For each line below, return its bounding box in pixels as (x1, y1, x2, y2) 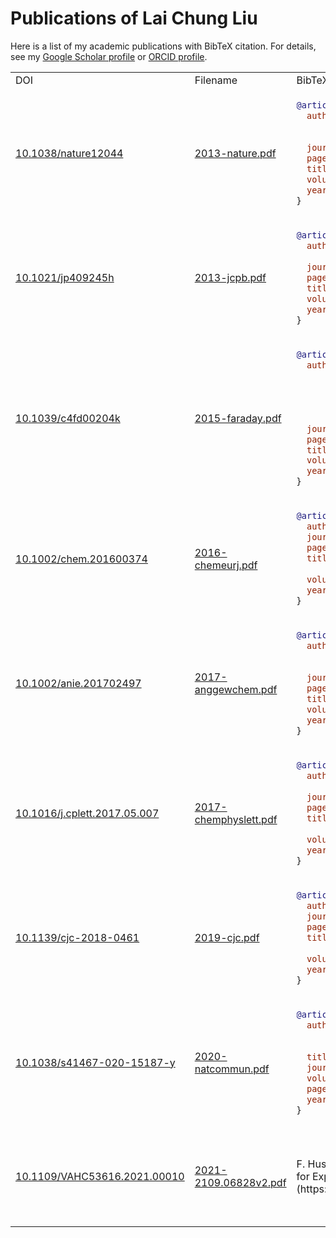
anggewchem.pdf (194, 683, 278, 697)
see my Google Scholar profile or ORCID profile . (10, 50, 208, 62)
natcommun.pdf (194, 1062, 270, 1076)
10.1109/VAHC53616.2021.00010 (15, 1170, 185, 1184)
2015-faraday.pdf (194, 412, 282, 426)
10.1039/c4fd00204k (15, 412, 121, 426)
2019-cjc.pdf (194, 931, 260, 945)
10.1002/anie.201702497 (15, 677, 142, 691)
